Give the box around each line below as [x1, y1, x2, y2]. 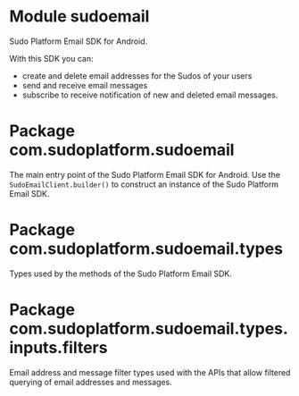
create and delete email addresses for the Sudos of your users [21, 70, 253, 81]
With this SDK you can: [9, 53, 94, 63]
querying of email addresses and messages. [9, 376, 172, 387]
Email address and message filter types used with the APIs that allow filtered [9, 367, 291, 377]
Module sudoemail [9, 6, 150, 27]
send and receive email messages [21, 80, 148, 90]
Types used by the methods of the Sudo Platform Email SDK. [9, 268, 232, 279]
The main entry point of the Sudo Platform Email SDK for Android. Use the [9, 169, 281, 180]
